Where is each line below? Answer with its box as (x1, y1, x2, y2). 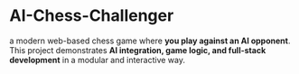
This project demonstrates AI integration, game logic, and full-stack (9, 44, 266, 55)
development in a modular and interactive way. (9, 54, 185, 65)
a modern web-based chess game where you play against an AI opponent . (9, 35, 291, 46)
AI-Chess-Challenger (9, 5, 174, 26)
